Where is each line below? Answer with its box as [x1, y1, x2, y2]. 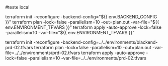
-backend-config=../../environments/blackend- [60, 39, 158, 45]
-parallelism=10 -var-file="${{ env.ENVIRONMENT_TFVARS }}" [5, 30, 135, 35]
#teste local [5, 4, 30, 10]
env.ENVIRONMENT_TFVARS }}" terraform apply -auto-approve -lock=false [5, 24, 162, 30]
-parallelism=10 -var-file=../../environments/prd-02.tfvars [28, 55, 147, 61]
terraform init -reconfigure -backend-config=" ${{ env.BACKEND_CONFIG [5, 14, 157, 19]
